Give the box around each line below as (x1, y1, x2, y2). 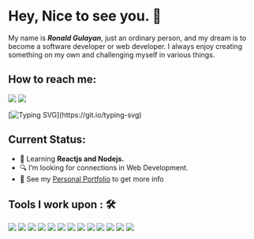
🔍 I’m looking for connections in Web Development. (19, 162, 189, 172)
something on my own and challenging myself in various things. (8, 50, 215, 59)
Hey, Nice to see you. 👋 (8, 7, 162, 25)
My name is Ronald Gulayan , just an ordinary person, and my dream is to (8, 33, 247, 43)
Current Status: (8, 133, 86, 147)
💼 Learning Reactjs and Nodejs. (19, 154, 125, 163)
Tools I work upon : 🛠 (8, 197, 116, 211)
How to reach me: (8, 73, 97, 86)
